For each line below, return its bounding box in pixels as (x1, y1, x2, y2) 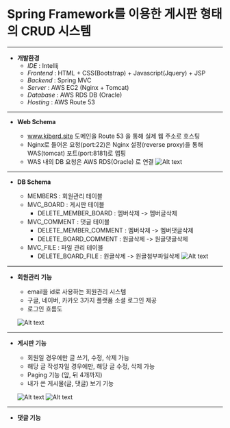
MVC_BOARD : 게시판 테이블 (27, 200, 105, 209)
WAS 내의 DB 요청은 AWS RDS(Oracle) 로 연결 (27, 157, 154, 165)
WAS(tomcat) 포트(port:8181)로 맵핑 (27, 149, 127, 157)
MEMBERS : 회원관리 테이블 (27, 191, 103, 200)
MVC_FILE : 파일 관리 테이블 (27, 243, 104, 251)
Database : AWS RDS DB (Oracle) (27, 91, 123, 99)
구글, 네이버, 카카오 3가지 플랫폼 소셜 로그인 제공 (27, 296, 157, 304)
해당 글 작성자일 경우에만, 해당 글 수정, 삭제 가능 (27, 361, 155, 370)
